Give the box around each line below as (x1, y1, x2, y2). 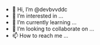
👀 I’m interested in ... (12, 12, 64, 19)
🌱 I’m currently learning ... (12, 19, 77, 26)
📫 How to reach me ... (12, 32, 68, 39)
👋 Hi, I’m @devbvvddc (12, 6, 68, 13)
